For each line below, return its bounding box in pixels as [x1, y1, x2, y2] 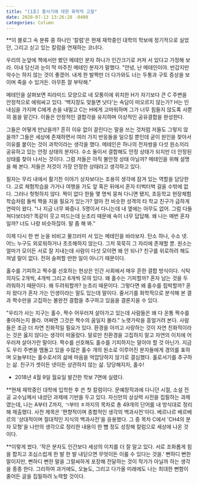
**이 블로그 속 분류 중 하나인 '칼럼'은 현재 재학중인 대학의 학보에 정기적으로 [6, 37, 178, 44]
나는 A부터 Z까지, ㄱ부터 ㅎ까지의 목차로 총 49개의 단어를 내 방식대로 [23, 401, 181, 408]
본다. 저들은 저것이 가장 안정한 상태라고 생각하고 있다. [18, 163, 142, 170]
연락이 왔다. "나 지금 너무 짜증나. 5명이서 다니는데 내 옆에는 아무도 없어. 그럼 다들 [6, 205, 193, 212]
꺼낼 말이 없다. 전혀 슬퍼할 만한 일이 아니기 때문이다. [6, 255, 126, 262]
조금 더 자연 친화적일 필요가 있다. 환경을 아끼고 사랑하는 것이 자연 [17, 324, 167, 331]
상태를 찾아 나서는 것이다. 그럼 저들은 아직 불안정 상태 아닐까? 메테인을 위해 [6, 156, 179, 163]
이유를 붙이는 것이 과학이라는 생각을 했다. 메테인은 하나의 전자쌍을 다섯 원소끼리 [6, 141, 189, 148]
